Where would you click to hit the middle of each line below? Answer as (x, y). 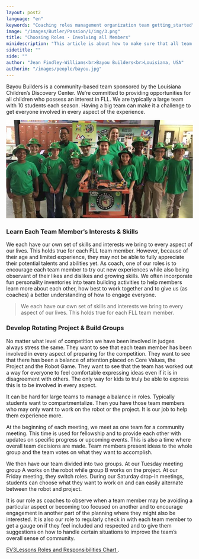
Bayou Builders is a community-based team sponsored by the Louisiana (94, 87)
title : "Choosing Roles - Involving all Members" (69, 38)
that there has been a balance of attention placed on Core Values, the (91, 360)
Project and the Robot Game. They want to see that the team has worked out (99, 366)
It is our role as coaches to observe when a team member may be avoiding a (99, 500)
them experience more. (35, 416)
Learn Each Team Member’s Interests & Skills (72, 231)
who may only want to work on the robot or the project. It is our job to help (97, 409)
